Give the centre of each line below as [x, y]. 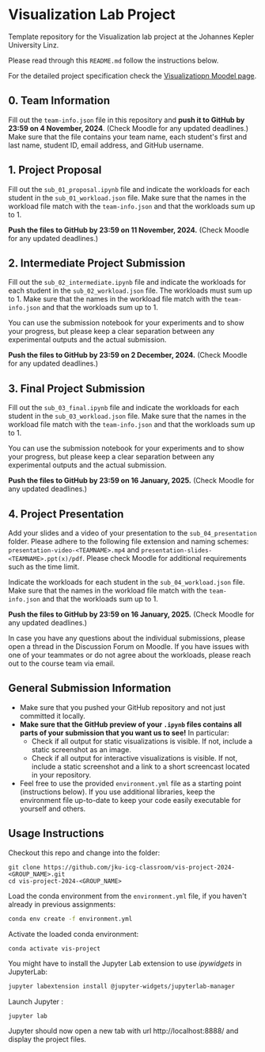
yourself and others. [53, 808]
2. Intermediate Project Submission [97, 263]
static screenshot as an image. [81, 749]
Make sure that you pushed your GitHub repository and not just [122, 707]
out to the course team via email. [62, 663]
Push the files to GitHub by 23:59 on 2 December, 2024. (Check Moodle [128, 355]
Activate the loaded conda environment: [74, 934]
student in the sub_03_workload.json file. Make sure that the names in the [127, 416]
